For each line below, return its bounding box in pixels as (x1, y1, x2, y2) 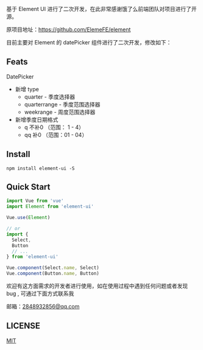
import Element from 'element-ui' (6, 203, 94, 210)
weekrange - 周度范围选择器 (24, 108, 96, 116)
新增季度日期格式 (15, 116, 59, 123)
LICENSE (6, 321, 41, 331)
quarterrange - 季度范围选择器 (24, 100, 101, 108)
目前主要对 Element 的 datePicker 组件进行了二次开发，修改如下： (6, 39, 172, 46)
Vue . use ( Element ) (6, 215, 51, 221)
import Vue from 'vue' (6, 198, 64, 204)
